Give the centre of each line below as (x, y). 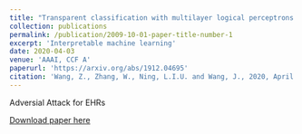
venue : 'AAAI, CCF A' (50, 60)
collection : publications (58, 26)
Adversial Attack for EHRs (58, 102)
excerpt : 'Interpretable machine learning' (93, 43)
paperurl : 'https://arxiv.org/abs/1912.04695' (99, 69)
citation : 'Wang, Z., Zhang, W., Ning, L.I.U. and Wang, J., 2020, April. (154, 77)
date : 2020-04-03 (42, 52)
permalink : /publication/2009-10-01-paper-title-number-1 (121, 34)
